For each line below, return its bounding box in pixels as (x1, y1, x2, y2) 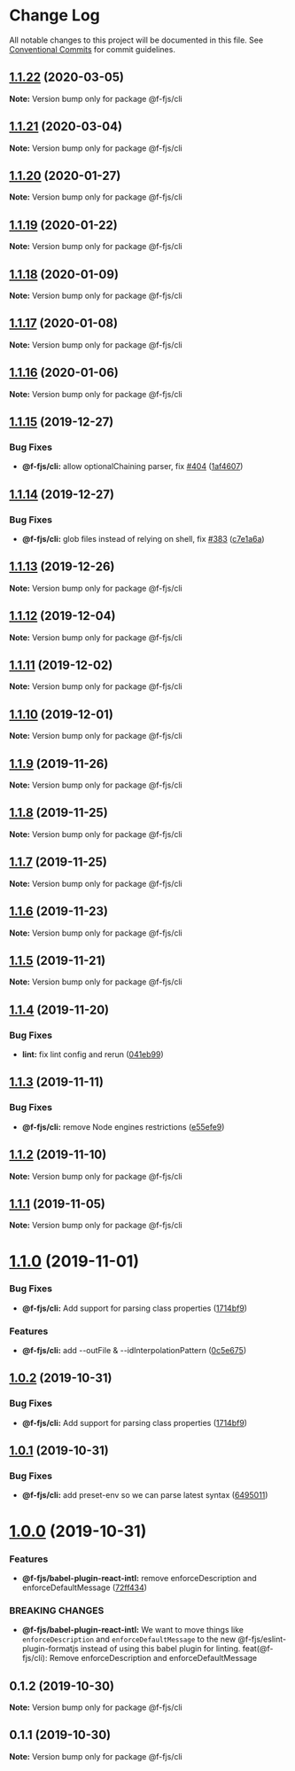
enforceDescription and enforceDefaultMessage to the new (21, 1634, 237, 1645)
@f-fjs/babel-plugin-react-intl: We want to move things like (21, 1625, 245, 1635)
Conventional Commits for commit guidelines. (9, 43, 175, 54)
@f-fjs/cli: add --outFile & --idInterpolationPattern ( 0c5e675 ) (21, 1345, 246, 1356)
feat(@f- (242, 1643, 274, 1654)
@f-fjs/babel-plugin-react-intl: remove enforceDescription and (21, 1572, 257, 1583)
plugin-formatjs (21, 1643, 80, 1654)
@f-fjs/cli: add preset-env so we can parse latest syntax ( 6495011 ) (21, 1490, 268, 1501)
